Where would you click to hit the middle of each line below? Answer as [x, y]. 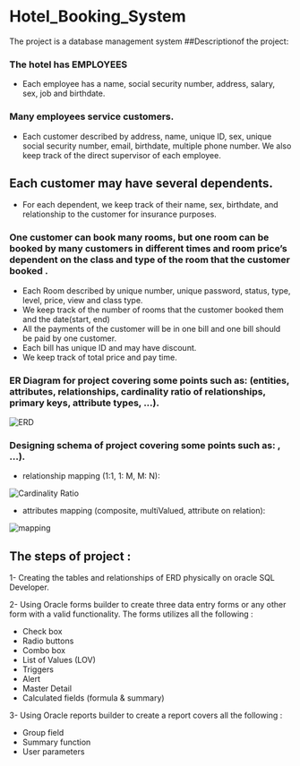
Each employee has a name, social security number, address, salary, [149, 84]
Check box [42, 632]
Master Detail [47, 689]
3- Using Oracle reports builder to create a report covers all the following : [146, 715]
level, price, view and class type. [82, 300]
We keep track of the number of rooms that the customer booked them [153, 310]
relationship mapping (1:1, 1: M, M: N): [91, 476]
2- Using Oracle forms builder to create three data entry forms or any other [148, 605]
